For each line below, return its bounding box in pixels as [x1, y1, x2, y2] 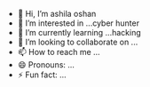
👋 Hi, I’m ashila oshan [17, 9, 97, 19]
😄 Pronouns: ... [17, 59, 75, 70]
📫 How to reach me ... [17, 47, 100, 57]
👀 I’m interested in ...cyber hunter [17, 18, 140, 28]
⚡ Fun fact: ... [17, 69, 67, 80]
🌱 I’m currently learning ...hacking [17, 28, 141, 37]
